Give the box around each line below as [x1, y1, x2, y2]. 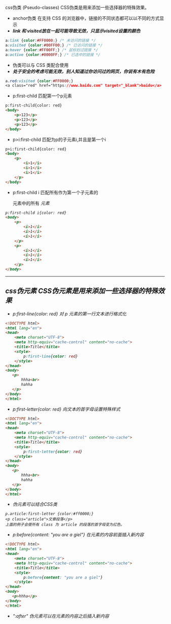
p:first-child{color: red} [5, 103, 62, 108]
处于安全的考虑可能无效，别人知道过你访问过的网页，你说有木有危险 [12, 68, 155, 75]
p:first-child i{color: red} [5, 210, 67, 215]
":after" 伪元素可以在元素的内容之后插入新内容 [12, 613, 109, 619]
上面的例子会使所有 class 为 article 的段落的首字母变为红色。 [5, 522, 125, 527]
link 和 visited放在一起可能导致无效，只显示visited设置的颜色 [12, 28, 141, 34]
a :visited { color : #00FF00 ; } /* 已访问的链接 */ [5, 43, 103, 48]
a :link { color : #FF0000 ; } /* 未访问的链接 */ [5, 38, 96, 43]
